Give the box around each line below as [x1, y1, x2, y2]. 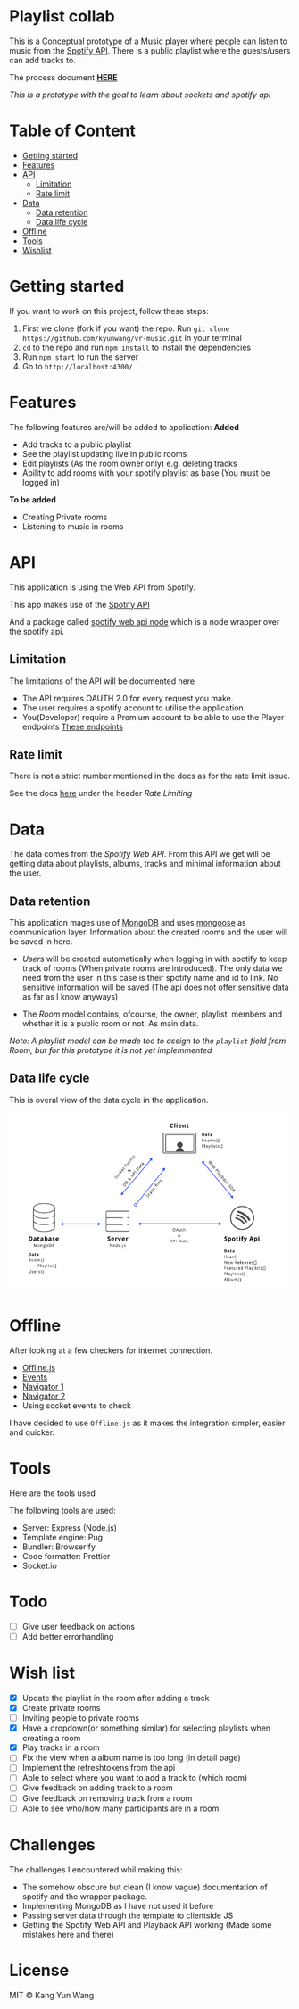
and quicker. [9, 1427, 55, 1438]
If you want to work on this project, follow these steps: [9, 305, 209, 316]
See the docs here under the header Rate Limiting [9, 788, 193, 799]
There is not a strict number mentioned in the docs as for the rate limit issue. [9, 770, 291, 782]
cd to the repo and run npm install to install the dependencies [21, 342, 252, 353]
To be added [9, 494, 56, 505]
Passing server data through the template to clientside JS [21, 1910, 234, 1921]
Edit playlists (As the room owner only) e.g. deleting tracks [21, 458, 238, 469]
